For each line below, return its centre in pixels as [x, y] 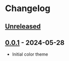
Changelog [28, 8]
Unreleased [23, 26]
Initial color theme [30, 54]
